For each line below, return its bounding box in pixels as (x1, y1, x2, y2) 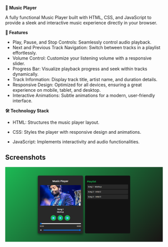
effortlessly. (12, 50, 37, 56)
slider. (12, 61, 25, 66)
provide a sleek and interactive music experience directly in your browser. (5, 20, 157, 26)
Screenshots (5, 153, 46, 162)
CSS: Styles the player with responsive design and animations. (12, 129, 141, 135)
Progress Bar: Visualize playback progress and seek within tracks (12, 66, 147, 72)
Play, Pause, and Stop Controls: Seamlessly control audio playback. (12, 39, 151, 45)
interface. (12, 98, 32, 104)
